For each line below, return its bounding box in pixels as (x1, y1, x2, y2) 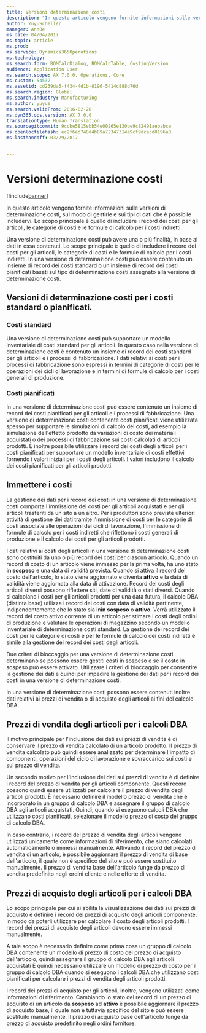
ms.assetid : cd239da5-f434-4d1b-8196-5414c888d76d (6, 84, 139, 90)
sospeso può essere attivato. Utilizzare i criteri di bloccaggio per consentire (6, 663, 197, 670)
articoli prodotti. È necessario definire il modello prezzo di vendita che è (6, 793, 188, 801)
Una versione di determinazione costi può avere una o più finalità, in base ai (6, 235, 198, 243)
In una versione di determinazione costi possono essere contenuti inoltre (6, 688, 191, 696)
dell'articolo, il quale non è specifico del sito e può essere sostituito (6, 857, 177, 865)
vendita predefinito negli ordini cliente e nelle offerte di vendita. (6, 870, 167, 878)
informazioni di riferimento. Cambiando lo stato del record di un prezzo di (6, 994, 191, 1001)
